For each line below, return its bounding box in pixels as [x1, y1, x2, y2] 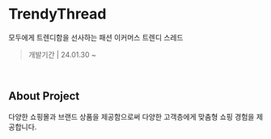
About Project [8, 90, 80, 103]
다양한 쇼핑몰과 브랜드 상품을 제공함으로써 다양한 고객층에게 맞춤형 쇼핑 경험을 [8, 112, 255, 121]
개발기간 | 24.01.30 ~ [28, 49, 97, 59]
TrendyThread [8, 5, 107, 23]
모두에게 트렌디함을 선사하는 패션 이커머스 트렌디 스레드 [8, 32, 184, 42]
